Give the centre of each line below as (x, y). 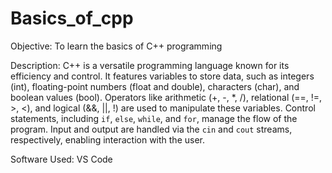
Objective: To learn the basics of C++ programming (116, 46)
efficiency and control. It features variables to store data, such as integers (162, 76)
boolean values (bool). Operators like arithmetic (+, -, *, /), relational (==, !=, (166, 97)
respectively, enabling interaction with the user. (108, 139)
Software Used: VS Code (61, 159)
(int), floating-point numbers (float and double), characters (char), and (155, 86)
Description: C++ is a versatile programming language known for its (150, 65)
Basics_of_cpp (72, 18)
